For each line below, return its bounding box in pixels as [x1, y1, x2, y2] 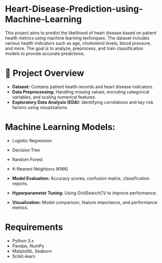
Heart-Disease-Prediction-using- [5, 3, 143, 15]
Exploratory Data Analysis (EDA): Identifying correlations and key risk [12, 99, 154, 105]
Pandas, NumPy [12, 243, 45, 249]
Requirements [5, 222, 63, 232]
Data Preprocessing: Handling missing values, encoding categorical [12, 89, 149, 94]
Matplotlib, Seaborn [12, 248, 52, 254]
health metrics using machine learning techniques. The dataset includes [5, 35, 150, 41]
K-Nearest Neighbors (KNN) [12, 166, 69, 171]
